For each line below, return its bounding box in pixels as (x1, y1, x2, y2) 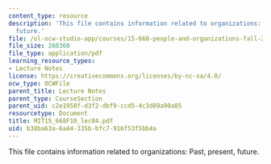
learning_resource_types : (8, 57, 95, 65)
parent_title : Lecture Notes (8, 86, 106, 95)
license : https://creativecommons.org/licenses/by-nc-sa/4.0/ (8, 72, 222, 80)
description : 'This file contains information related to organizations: (8, 19, 262, 27)
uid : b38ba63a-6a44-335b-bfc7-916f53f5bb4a (8, 124, 157, 132)
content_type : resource (8, 11, 89, 20)
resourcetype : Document (8, 110, 89, 118)
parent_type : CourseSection (8, 95, 103, 103)
